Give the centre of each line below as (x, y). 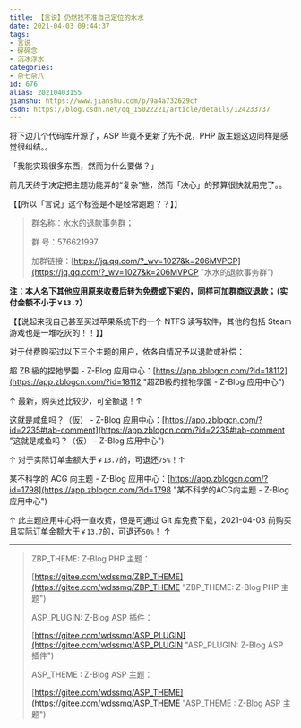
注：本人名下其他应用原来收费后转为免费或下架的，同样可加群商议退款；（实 (149, 291)
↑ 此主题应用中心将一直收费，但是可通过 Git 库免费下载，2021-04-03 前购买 (150, 520)
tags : (19, 34)
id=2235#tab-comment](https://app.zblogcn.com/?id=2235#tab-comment (147, 430)
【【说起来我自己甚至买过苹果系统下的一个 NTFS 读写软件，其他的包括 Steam (150, 321)
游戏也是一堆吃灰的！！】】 (58, 333)
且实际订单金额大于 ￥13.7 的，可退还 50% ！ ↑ (90, 531)
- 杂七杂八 (27, 76)
